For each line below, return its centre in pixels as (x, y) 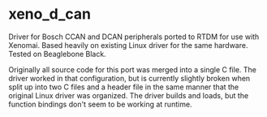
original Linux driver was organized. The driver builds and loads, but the (129, 95)
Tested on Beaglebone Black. (58, 54)
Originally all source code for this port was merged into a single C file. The (133, 69)
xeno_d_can (50, 14)
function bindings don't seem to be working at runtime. (100, 104)
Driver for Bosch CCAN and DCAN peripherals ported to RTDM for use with (134, 37)
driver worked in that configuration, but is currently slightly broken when (129, 78)
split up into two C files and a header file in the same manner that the (124, 87)
